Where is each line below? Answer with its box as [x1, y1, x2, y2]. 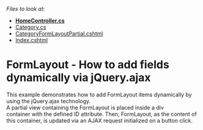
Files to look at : [6, 5, 45, 12]
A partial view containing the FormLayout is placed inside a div [6, 104, 164, 111]
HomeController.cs [15, 17, 65, 24]
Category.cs [15, 24, 46, 31]
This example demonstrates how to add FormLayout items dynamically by [6, 91, 192, 98]
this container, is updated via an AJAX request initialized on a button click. [6, 117, 193, 124]
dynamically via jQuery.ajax [6, 71, 151, 85]
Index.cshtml [15, 37, 48, 43]
